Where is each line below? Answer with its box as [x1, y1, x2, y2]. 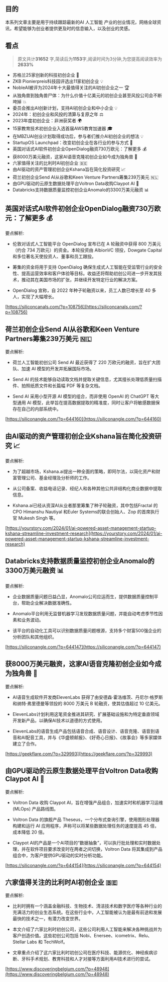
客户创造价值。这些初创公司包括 [12, 933, 79, 939]
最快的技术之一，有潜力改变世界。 [12, 916, 83, 922]
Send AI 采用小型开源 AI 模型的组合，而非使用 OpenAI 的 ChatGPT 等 [12, 393, 155, 399]
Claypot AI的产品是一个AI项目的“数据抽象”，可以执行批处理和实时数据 [12, 840, 156, 846]
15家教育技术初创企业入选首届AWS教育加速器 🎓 [12, 125, 113, 131]
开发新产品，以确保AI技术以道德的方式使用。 [12, 717, 105, 723]
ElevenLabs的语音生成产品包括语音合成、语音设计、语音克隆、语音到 [12, 728, 155, 734]
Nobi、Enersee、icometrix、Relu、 [79, 933, 152, 939]
